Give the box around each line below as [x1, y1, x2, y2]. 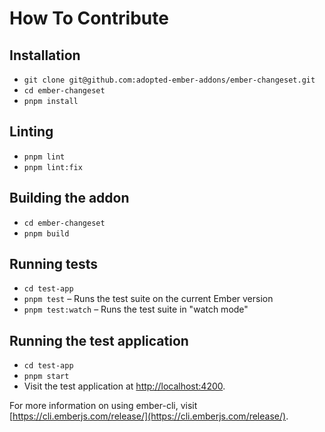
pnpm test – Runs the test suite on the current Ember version [23, 293, 274, 305]
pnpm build [23, 228, 70, 239]
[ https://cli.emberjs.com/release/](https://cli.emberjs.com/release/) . [9, 410, 289, 422]
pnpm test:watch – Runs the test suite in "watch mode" [23, 303, 249, 316]
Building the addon [9, 190, 130, 207]
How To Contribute [9, 7, 169, 30]
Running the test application [9, 332, 189, 349]
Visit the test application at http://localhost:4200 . [23, 380, 226, 392]
